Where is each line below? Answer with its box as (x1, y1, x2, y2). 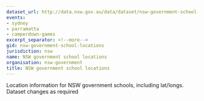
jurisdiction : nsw (6, 48, 53, 54)
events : (6, 15, 26, 21)
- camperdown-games (6, 31, 56, 37)
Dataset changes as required (6, 88, 79, 96)
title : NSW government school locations (6, 65, 110, 71)
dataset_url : (6, 8, 39, 15)
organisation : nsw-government (6, 59, 83, 65)
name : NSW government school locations (6, 54, 107, 60)
